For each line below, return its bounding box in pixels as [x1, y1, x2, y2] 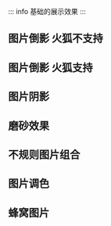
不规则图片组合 [8, 148, 81, 161]
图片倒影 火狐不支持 [8, 32, 103, 45]
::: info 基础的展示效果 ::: [8, 7, 86, 16]
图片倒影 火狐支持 [8, 61, 93, 74]
